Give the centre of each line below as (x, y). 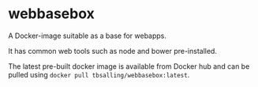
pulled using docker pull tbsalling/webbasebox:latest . (99, 74)
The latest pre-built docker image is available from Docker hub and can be (129, 66)
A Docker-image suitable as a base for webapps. (88, 36)
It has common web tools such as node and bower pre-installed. (112, 51)
